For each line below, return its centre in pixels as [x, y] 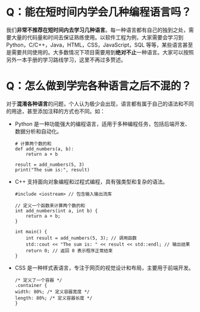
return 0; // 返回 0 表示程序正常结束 [69, 251]
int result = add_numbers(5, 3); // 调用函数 [81, 238]
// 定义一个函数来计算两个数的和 [50, 206]
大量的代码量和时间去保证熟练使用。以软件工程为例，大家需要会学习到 [97, 37]
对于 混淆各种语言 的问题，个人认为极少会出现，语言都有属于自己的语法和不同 [100, 104]
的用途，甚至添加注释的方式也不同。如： [56, 111]
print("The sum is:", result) [52, 170]
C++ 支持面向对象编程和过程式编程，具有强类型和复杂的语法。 [91, 181]
